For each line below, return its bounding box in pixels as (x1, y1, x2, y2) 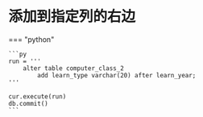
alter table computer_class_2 (23, 64, 125, 73)
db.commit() (8, 99, 48, 107)
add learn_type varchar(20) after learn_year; (37, 71, 197, 79)
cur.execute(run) (8, 92, 67, 101)
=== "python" (8, 34, 55, 44)
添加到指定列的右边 (8, 7, 136, 26)
